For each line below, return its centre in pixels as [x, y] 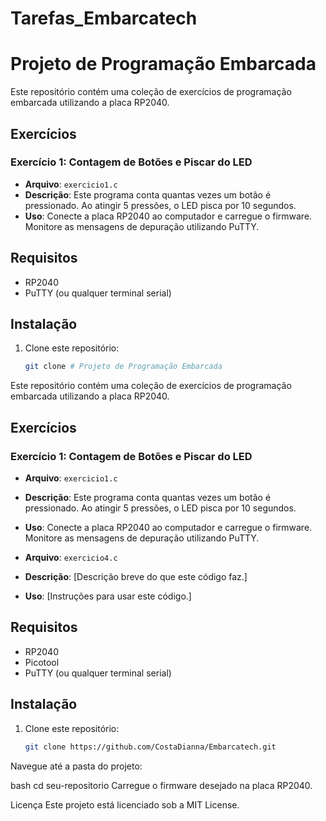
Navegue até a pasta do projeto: [76, 766]
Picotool [42, 662]
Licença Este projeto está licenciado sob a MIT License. [125, 804]
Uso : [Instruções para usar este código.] [108, 596]
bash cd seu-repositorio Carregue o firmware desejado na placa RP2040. [161, 785]
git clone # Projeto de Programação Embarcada [123, 367]
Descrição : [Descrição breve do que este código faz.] [136, 576]
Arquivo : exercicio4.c [71, 557]
